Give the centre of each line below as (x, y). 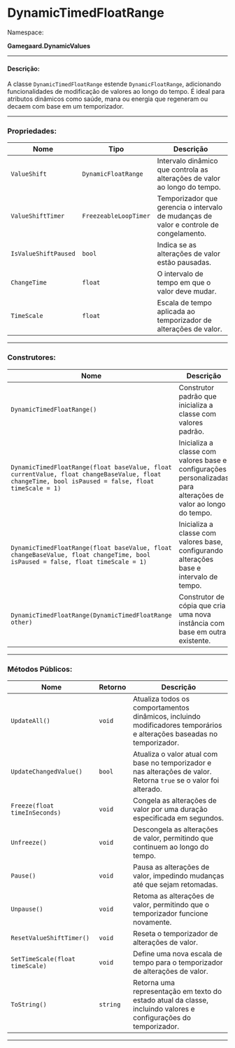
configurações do (162, 1018)
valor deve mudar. (187, 291)
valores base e (203, 460)
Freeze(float (33, 806)
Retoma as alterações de (173, 896)
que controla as (183, 170)
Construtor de (202, 597)
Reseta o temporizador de (175, 934)
